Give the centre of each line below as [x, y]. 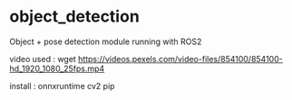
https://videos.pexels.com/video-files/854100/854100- [180, 59]
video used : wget [43, 59]
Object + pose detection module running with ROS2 [106, 41]
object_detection [75, 17]
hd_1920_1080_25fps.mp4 [57, 68]
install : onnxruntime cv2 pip [62, 86]
